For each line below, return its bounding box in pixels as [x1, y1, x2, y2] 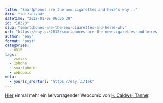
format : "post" [5, 39, 36, 44]
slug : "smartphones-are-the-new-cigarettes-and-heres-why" [5, 25, 127, 30]
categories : [5, 43, 29, 48]
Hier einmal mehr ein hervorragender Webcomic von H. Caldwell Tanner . [5, 92, 150, 98]
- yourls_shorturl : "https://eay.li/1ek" [9, 79, 95, 84]
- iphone [9, 61, 27, 66]
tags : [5, 52, 16, 57]
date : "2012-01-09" [5, 12, 45, 16]
